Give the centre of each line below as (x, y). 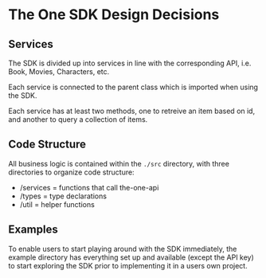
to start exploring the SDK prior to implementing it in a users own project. (128, 265)
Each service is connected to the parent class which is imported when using (133, 87)
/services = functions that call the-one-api (89, 187)
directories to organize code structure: (71, 172)
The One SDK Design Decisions (114, 15)
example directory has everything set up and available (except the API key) (131, 257)
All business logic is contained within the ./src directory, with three (119, 163)
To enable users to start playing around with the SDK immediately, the (123, 249)
